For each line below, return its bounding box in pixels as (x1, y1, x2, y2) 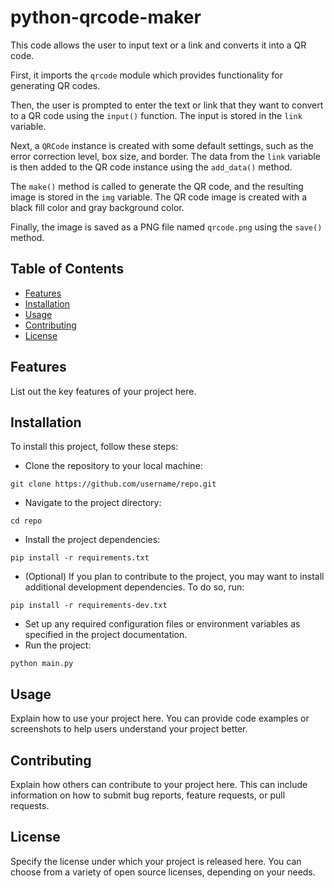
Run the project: (24, 639, 92, 651)
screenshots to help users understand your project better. (10, 723, 248, 735)
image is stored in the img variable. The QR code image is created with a (10, 191, 308, 203)
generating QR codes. (10, 79, 101, 91)
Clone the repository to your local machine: (24, 460, 203, 472)
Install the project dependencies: (24, 534, 161, 546)
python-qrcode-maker (10, 6, 202, 29)
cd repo (10, 516, 43, 526)
